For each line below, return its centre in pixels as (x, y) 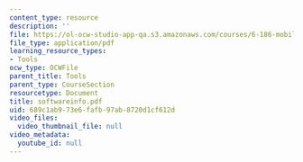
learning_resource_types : (58, 51)
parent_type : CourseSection (62, 85)
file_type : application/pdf (62, 43)
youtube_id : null (50, 143)
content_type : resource (54, 18)
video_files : (34, 118)
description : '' (40, 26)
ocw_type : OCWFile (44, 68)
